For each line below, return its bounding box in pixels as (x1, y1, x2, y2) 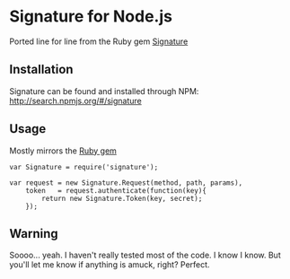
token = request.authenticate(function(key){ (25, 186, 207, 195)
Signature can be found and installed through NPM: (9, 85, 199, 96)
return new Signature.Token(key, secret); (41, 194, 203, 203)
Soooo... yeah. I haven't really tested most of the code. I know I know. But (9, 249, 281, 261)
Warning (9, 226, 58, 241)
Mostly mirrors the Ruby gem (9, 145, 117, 156)
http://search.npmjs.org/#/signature (9, 95, 142, 106)
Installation (9, 62, 74, 77)
